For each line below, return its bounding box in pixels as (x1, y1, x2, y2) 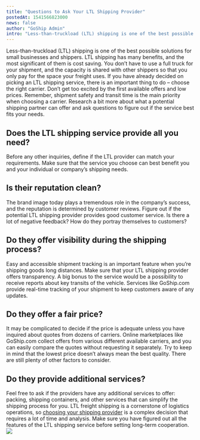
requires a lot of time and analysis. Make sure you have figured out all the (6, 415, 187, 422)
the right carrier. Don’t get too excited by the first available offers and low (6, 85, 186, 92)
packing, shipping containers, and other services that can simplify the (6, 396, 178, 403)
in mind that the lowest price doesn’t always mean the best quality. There (6, 350, 186, 358)
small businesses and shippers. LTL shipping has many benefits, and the (6, 54, 184, 61)
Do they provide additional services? (6, 374, 146, 384)
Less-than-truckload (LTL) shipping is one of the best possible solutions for (6, 47, 192, 54)
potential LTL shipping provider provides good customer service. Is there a (6, 211, 190, 218)
